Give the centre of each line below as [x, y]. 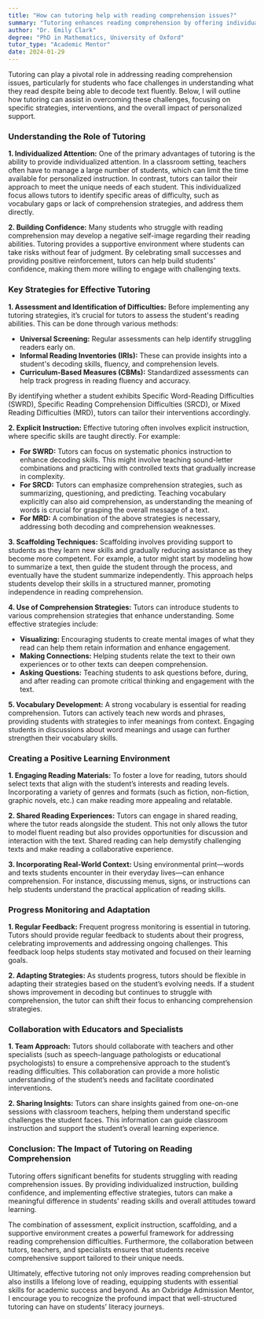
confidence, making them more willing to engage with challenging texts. [125, 269]
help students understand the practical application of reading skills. [117, 889]
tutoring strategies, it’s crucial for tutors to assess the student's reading [124, 315]
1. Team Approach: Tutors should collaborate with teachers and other [121, 1046]
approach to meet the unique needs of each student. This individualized [125, 187]
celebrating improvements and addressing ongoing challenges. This [118, 944]
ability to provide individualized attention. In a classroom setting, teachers [127, 162]
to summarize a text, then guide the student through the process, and [121, 566]
